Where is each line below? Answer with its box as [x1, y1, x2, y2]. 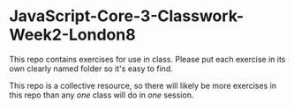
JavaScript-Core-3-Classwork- [9, 6, 245, 26]
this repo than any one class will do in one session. [9, 90, 194, 100]
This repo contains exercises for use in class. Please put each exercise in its [9, 54, 286, 64]
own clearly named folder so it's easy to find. [9, 63, 174, 74]
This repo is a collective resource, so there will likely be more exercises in [9, 80, 276, 91]
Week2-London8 [9, 25, 136, 45]
